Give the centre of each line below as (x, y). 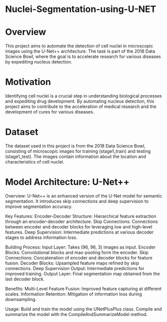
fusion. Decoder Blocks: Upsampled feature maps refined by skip (72, 263)
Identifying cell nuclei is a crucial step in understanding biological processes (83, 96)
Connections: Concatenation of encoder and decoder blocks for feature (79, 257)
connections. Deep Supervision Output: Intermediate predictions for (75, 268)
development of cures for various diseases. (50, 112)
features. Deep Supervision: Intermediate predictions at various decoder (80, 232)
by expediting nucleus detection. (39, 62)
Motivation (28, 82)
